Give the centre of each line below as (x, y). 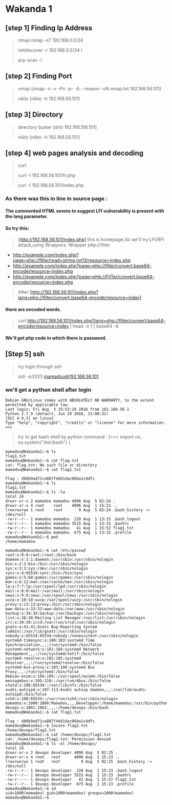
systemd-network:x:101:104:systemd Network (52, 649)
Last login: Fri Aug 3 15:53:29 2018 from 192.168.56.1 (67, 409)
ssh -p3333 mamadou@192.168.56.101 (58, 376)
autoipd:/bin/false (26, 694)
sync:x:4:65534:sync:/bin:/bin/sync (44, 573)
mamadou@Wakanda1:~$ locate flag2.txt (47, 726)
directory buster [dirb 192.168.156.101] (57, 127)
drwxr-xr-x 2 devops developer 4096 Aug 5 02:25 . (61, 753)
